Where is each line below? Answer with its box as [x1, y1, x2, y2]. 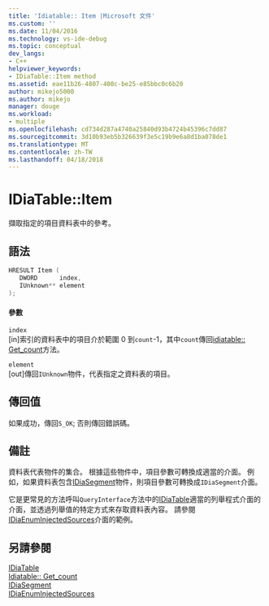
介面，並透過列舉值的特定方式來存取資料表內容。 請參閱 [8, 504, 196, 514]
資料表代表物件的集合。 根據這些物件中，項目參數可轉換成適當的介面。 [8, 467, 245, 477]
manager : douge [8, 102, 60, 110]
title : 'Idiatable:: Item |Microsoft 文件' [8, 11, 156, 20]
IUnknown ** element [19, 281, 85, 289]
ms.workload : [8, 110, 53, 119]
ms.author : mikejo [8, 95, 71, 103]
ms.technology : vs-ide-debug [8, 34, 107, 43]
